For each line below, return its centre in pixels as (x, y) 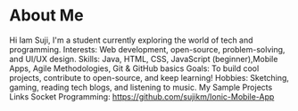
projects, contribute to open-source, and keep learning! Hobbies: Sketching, (149, 77)
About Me (46, 16)
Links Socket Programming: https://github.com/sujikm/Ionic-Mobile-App (142, 96)
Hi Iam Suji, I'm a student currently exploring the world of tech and (131, 40)
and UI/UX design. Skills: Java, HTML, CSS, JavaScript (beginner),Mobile (144, 59)
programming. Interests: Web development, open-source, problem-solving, (147, 49)
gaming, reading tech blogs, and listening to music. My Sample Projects (141, 87)
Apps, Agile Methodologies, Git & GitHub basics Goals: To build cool (134, 68)
